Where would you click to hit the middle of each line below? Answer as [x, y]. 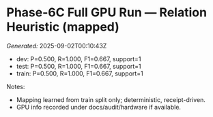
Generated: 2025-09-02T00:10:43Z [57, 46]
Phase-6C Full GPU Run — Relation [107, 13]
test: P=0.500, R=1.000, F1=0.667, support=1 [79, 66]
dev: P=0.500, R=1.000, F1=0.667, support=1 [79, 58]
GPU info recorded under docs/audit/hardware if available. [99, 107]
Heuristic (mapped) [63, 27]
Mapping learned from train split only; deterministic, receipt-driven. [111, 99]
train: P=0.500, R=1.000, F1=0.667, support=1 [80, 73]
